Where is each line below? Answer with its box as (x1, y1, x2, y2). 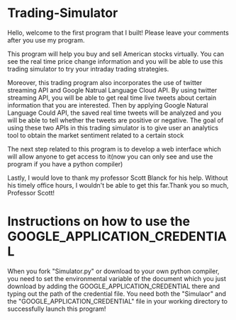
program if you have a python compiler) (7, 159, 123, 168)
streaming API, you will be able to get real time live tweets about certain (7, 93, 217, 102)
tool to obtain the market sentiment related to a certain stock (7, 131, 184, 139)
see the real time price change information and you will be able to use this (7, 57, 223, 65)
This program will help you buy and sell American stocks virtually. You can (7, 50, 225, 58)
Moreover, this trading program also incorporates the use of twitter (7, 78, 203, 86)
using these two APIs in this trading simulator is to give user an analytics (7, 123, 218, 132)
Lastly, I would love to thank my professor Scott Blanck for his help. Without (7, 173, 228, 182)
